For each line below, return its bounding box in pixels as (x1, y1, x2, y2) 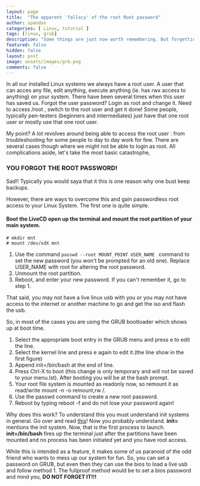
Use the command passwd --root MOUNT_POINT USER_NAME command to (14, 250, 190, 258)
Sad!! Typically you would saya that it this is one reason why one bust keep (6, 177, 190, 185)
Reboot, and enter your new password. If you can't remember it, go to (14, 275, 186, 283)
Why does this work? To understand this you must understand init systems (6, 411, 189, 418)
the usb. (6, 307, 27, 314)
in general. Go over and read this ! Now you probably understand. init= (6, 417, 179, 424)
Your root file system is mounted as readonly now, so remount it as (14, 380, 179, 388)
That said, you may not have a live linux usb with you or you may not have (6, 293, 187, 301)
